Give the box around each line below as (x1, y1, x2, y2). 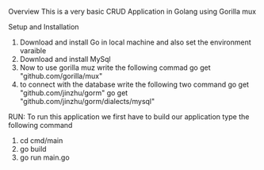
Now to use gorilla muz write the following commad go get (19, 63, 212, 72)
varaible (19, 46, 47, 55)
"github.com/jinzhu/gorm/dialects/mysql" (19, 97, 155, 106)
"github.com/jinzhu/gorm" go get (19, 88, 128, 98)
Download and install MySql (19, 55, 111, 64)
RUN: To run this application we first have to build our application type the (8, 112, 250, 122)
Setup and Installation (8, 22, 79, 31)
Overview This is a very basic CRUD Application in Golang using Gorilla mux (8, 7, 256, 16)
